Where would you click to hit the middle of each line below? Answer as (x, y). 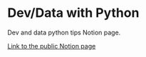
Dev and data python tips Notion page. (64, 32)
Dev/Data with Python (73, 13)
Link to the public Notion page (52, 46)
